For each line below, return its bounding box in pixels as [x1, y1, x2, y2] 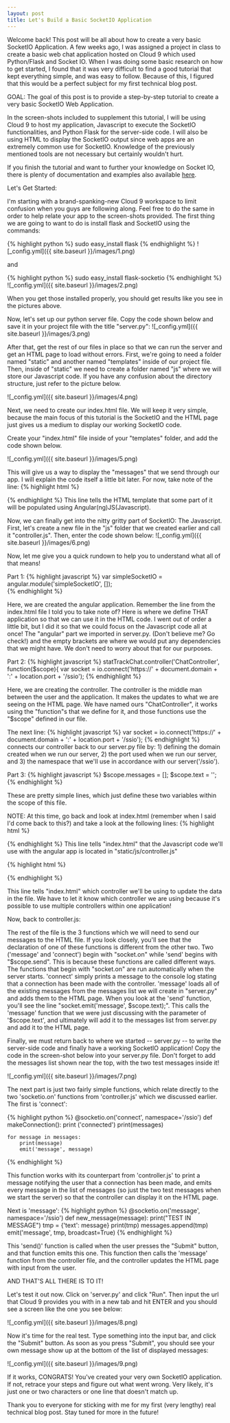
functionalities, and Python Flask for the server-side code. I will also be [7, 128, 208, 136]
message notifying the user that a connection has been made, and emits [7, 1178, 212, 1186]
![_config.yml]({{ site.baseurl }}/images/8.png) [7, 1318, 139, 1326]
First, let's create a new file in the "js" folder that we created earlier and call [7, 523, 221, 532]
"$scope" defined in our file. [7, 715, 88, 723]
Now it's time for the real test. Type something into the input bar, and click [7, 1332, 216, 1340]
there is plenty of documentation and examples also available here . [7, 170, 197, 179]
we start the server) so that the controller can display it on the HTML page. [7, 1193, 218, 1201]
